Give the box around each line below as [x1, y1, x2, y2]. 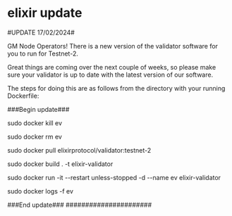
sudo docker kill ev [7, 118, 62, 127]
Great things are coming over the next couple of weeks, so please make [7, 63, 216, 71]
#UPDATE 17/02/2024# [7, 28, 75, 37]
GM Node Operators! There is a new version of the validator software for [7, 42, 219, 50]
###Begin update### [7, 105, 70, 113]
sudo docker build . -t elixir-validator [7, 160, 114, 168]
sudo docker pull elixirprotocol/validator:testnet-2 [7, 146, 152, 154]
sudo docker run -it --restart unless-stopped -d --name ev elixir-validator [7, 173, 221, 182]
